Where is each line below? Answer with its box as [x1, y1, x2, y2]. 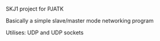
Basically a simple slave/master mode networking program [6, 17, 154, 24]
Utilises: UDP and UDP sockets [6, 29, 84, 36]
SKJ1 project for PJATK [6, 6, 64, 12]
